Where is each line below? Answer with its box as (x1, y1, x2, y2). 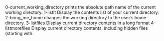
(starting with (5, 31, 32, 36)
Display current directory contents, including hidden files (31, 25, 148, 31)
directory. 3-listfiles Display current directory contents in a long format (5, 20, 150, 26)
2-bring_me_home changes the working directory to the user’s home (5, 15, 147, 20)
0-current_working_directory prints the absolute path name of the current (5, 4, 156, 10)
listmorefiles (5, 25, 31, 31)
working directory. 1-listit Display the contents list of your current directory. (5, 9, 160, 15)
